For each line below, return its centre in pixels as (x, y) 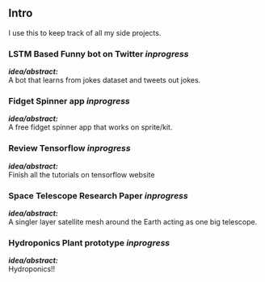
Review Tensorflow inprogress (69, 148)
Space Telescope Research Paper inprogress (98, 195)
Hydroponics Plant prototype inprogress (89, 242)
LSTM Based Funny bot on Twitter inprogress (99, 53)
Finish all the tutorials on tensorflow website (82, 174)
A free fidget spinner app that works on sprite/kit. (90, 127)
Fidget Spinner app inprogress (69, 101)
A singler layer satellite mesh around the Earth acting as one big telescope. (133, 222)
